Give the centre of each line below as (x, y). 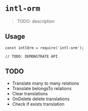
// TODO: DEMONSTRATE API (31, 56)
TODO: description (36, 21)
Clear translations (30, 93)
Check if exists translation (38, 104)
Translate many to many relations (45, 83)
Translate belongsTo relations (42, 88)
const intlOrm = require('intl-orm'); (44, 48)
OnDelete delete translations (41, 99)
